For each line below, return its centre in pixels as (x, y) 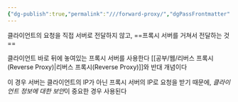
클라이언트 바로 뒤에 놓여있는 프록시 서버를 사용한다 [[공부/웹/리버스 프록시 (110, 58)
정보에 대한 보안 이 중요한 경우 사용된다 (74, 91)
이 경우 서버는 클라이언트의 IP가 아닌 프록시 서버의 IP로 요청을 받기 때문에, (109, 82)
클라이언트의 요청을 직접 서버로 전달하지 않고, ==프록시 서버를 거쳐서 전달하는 (115, 35)
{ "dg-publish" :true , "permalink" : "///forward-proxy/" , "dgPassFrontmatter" (119, 14)
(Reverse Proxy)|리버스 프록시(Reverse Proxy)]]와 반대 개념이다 (97, 67)
